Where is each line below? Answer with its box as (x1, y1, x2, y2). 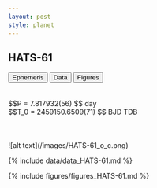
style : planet (8, 20, 55, 29)
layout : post (8, 13, 51, 20)
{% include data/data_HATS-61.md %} (8, 156, 133, 165)
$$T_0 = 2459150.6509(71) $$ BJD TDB (8, 107, 138, 117)
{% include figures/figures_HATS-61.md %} (8, 171, 150, 181)
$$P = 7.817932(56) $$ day (8, 99, 97, 109)
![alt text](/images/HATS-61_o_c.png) (8, 141, 129, 150)
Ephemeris (12, 73, 44, 82)
